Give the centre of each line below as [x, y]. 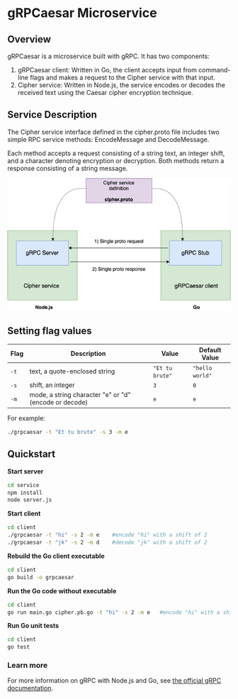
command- [214, 70]
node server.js [30, 500]
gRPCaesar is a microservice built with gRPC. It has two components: [109, 56]
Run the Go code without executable [62, 591]
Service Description [52, 115]
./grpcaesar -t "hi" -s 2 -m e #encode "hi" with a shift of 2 [107, 535]
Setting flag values [50, 331]
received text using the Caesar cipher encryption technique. [105, 93]
